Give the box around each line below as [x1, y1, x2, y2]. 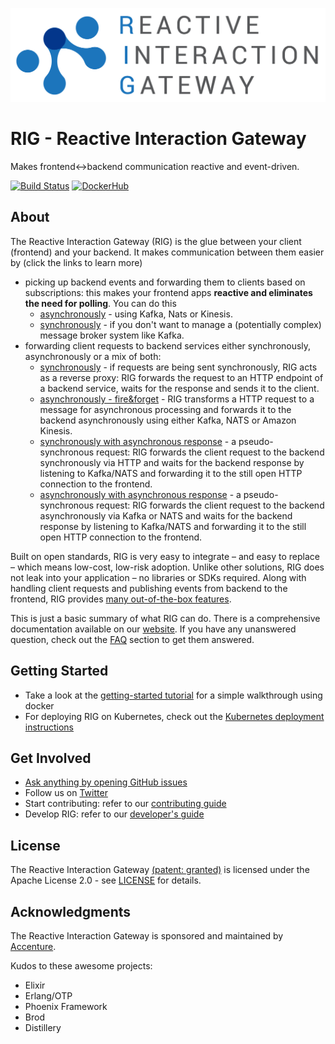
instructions [24, 721, 75, 733]
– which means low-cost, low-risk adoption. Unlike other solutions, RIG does [10, 561, 325, 573]
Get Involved [10, 750, 92, 767]
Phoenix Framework [24, 1001, 108, 1013]
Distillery [24, 1022, 62, 1034]
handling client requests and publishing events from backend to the [10, 582, 288, 594]
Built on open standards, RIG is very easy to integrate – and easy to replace [10, 550, 320, 562]
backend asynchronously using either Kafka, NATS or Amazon [39, 414, 297, 426]
